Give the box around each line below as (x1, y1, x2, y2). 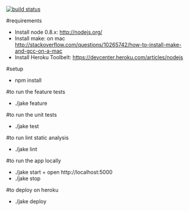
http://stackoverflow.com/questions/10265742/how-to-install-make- (14, 41, 182, 48)
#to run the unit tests (6, 111, 57, 118)
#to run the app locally (6, 157, 61, 164)
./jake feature (14, 100, 47, 107)
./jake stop (14, 175, 41, 182)
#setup (6, 65, 24, 72)
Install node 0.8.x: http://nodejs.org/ (14, 28, 102, 36)
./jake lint (14, 146, 37, 152)
